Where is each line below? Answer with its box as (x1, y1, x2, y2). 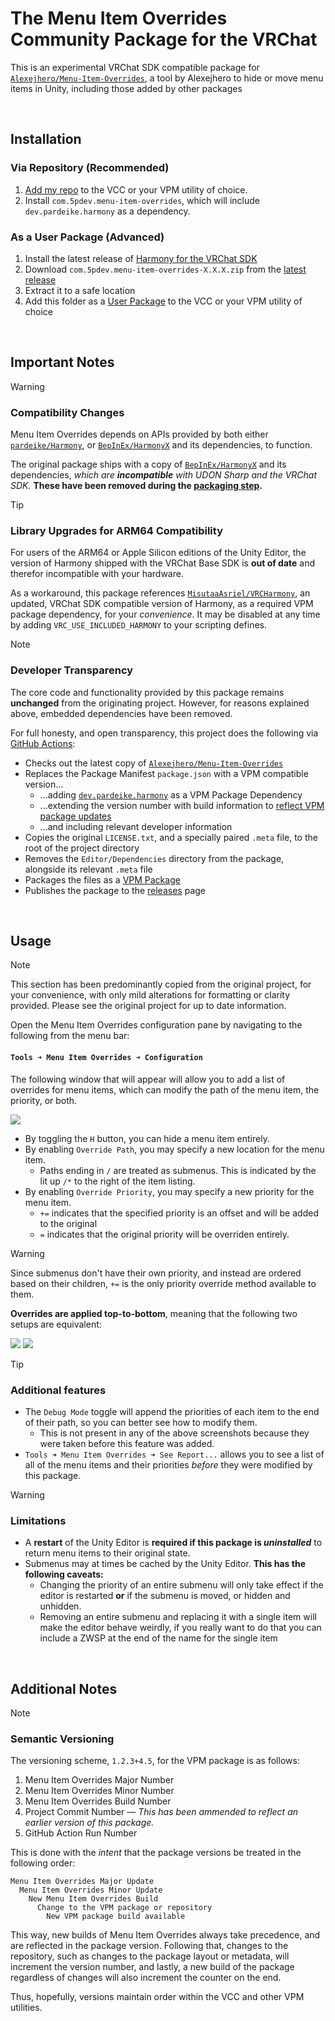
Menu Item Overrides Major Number (24, 1774, 175, 1786)
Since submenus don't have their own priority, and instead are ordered (10, 1267, 302, 1279)
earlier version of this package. (24, 1817, 155, 1829)
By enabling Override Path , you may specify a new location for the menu (24, 1143, 325, 1155)
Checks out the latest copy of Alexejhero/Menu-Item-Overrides (24, 757, 284, 769)
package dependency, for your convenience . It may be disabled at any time (10, 608, 321, 621)
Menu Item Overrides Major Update (10, 1877, 155, 1887)
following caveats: (24, 1568, 104, 1581)
